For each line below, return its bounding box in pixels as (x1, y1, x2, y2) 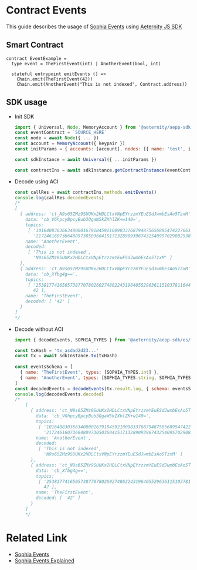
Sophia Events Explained (14, 556, 74, 564)
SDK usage (6, 98, 47, 108)
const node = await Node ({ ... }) (14, 135, 99, 141)
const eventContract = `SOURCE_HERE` (14, 130, 107, 136)
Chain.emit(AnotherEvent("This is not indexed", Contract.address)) (16, 81, 188, 87)
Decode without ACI (14, 326, 63, 333)
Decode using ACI (14, 177, 59, 185)
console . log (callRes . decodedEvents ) (14, 195, 104, 200)
